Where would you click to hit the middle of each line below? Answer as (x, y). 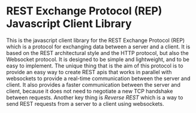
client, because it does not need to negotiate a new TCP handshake (90, 91)
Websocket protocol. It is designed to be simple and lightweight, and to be (98, 59)
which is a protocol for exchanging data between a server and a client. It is (98, 47)
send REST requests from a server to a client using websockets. (85, 103)
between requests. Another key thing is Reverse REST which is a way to (95, 97)
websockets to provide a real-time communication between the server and (98, 78)
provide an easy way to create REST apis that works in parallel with (89, 72)
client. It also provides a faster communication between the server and (94, 84)
